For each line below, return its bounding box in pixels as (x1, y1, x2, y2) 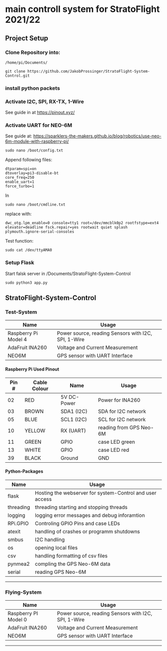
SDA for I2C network (97, 407, 147, 414)
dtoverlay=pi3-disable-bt (5, 171, 59, 176)
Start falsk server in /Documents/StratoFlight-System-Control (5, 270, 131, 276)
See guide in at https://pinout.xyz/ (5, 110, 75, 116)
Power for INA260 (97, 396, 141, 403)
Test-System (5, 309, 37, 315)
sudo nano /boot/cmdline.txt (5, 202, 66, 207)
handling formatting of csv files (34, 552, 108, 559)
